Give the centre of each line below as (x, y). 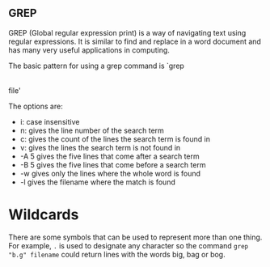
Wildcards (44, 214)
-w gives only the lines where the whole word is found (110, 173)
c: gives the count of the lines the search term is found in (115, 139)
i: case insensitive (50, 121)
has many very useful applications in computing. (89, 50)
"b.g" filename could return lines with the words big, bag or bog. (117, 254)
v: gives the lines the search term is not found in (100, 147)
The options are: (36, 106)
